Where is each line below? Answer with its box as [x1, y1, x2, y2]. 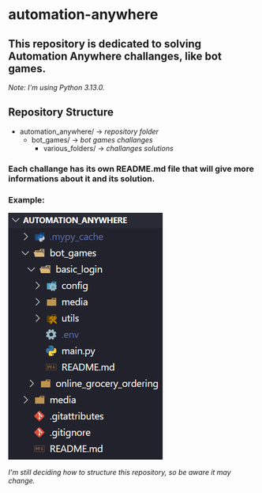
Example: [8, 194, 45, 205]
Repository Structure [8, 105, 114, 119]
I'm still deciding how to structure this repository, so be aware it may [8, 468, 231, 477]
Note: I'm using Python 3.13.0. [8, 83, 105, 92]
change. [8, 476, 36, 486]
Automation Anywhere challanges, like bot [8, 49, 223, 63]
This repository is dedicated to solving [8, 37, 202, 51]
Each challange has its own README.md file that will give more [8, 163, 254, 174]
